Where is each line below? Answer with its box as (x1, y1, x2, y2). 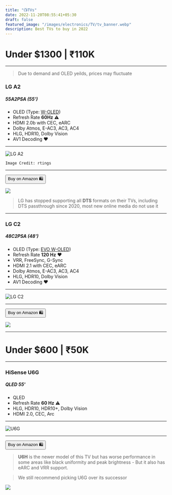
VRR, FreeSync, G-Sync (12, 257, 63, 263)
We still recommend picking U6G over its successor (17, 475, 127, 481)
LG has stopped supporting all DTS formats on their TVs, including (17, 197, 158, 203)
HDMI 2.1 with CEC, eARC (12, 262, 67, 269)
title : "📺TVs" (5, 7, 37, 13)
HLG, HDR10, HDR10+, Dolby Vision (12, 405, 88, 411)
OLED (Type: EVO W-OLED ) (12, 246, 71, 252)
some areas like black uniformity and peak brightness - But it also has (17, 459, 165, 465)
